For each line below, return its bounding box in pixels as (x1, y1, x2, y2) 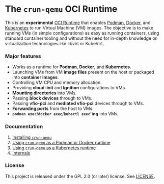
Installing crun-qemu (12, 134, 52, 140)
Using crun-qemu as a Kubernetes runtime (12, 145, 96, 151)
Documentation (5, 123, 43, 130)
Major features (5, 53, 41, 59)
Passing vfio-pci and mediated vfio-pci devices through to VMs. (12, 101, 144, 106)
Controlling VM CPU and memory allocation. (12, 79, 102, 85)
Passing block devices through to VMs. (12, 95, 92, 101)
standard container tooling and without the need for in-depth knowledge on (5, 35, 158, 41)
